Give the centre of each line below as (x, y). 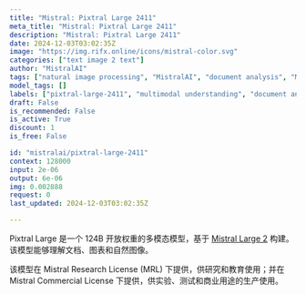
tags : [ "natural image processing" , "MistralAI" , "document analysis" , (148, 77)
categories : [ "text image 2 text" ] (77, 60)
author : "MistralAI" (49, 69)
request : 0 (30, 195)
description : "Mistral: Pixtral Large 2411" (95, 35)
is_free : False (38, 137)
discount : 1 (32, 128)
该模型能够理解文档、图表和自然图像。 (81, 250)
